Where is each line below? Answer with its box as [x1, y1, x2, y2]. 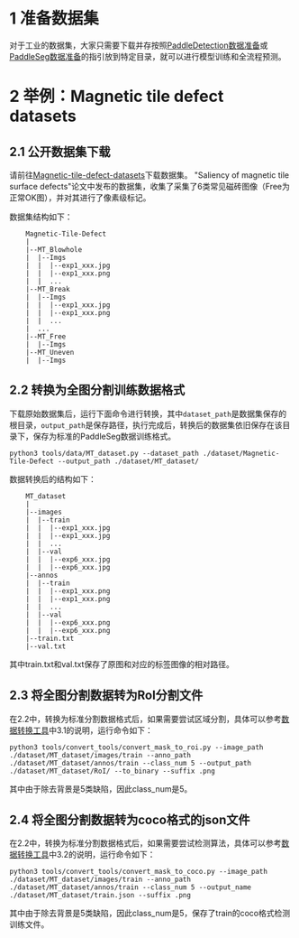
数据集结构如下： [9, 211, 73, 222]
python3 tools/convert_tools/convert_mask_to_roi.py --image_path [9, 742, 264, 752]
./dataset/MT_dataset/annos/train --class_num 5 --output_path [9, 758, 252, 767]
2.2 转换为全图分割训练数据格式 [9, 383, 186, 398]
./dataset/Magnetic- [202, 449, 280, 458]
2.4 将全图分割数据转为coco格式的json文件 [9, 812, 250, 827]
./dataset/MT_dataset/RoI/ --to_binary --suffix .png [9, 766, 216, 775]
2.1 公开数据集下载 [9, 144, 111, 159]
